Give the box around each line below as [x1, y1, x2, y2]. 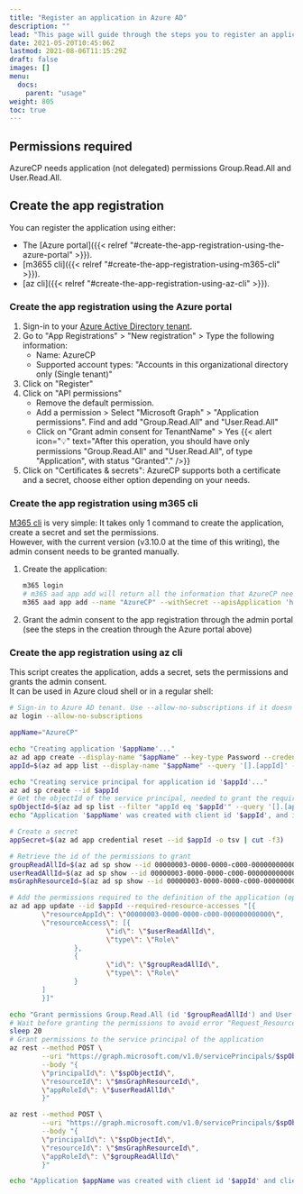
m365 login [22, 581, 64, 590]
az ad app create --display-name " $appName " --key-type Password [9, 752, 260, 761]
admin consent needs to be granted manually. [9, 546, 180, 557]
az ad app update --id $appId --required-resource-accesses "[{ [9, 902, 256, 911]
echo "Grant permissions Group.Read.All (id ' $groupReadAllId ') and [9, 1010, 272, 1019]
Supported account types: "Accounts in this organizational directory [35, 360, 289, 370]
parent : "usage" [25, 88, 87, 97]
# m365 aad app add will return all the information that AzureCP [22, 589, 278, 599]
